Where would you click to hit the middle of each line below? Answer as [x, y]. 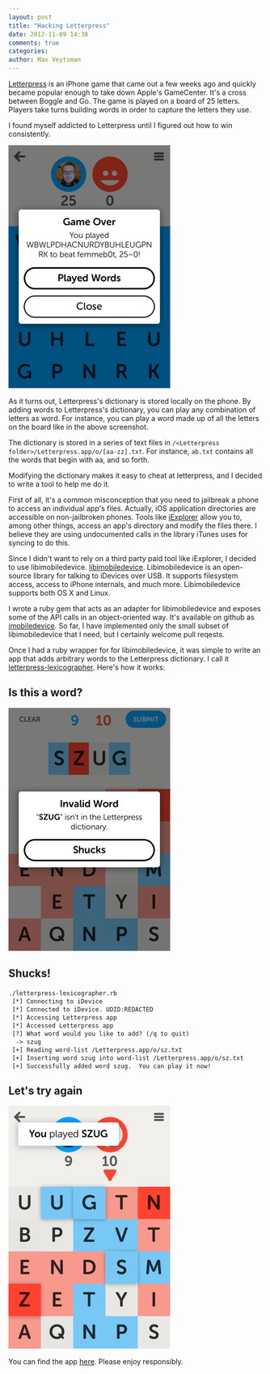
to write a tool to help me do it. [59, 484]
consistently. [30, 134]
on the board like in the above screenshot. [78, 427]
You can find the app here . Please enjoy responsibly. [96, 1362]
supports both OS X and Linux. [59, 593]
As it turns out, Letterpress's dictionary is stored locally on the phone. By [130, 401]
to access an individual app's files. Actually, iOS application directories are [132, 508]
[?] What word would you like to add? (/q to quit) [101, 1034]
